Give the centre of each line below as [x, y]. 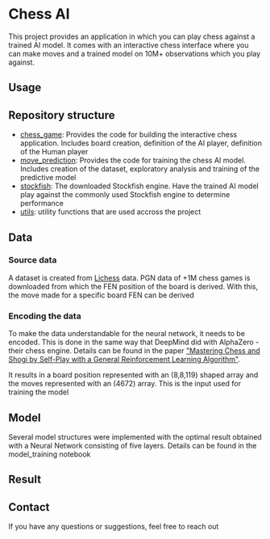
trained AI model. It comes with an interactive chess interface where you [129, 44]
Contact [29, 507]
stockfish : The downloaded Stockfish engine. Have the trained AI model [139, 186]
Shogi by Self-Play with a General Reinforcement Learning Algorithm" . [124, 360]
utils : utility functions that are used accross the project [110, 212]
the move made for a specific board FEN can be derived [102, 295]
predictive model [48, 178]
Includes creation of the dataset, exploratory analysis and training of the [140, 169]
